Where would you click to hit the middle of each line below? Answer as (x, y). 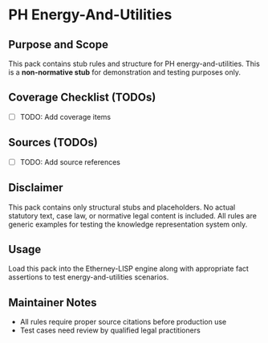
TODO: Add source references (70, 161)
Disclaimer (36, 188)
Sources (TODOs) (53, 143)
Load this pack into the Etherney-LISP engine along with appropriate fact (128, 269)
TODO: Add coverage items (65, 116)
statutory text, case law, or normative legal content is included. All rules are (132, 215)
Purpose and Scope (58, 45)
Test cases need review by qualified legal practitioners (110, 330)
